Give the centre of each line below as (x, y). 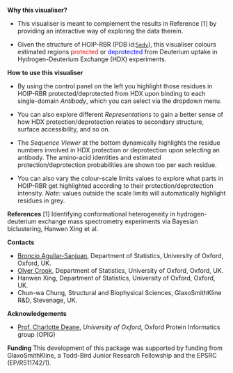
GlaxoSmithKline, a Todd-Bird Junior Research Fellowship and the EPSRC (112, 355)
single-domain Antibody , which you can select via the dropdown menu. (119, 101)
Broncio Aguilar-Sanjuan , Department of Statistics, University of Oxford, (120, 256)
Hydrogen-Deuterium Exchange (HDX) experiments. (92, 59)
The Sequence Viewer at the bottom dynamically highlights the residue (119, 143)
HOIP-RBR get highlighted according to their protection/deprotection (115, 186)
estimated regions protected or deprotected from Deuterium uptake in (117, 52)
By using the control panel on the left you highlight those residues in (115, 86)
